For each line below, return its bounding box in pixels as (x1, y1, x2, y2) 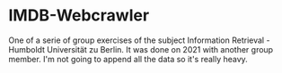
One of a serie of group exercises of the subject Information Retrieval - (8, 35, 270, 45)
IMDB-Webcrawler (8, 5, 150, 26)
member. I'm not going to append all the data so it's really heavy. (8, 53, 248, 64)
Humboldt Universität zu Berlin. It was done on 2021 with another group (8, 44, 274, 54)
